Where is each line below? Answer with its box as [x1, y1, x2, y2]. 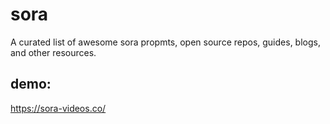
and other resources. [10, 46, 97, 58]
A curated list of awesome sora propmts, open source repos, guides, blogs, [10, 36, 321, 48]
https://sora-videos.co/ [10, 102, 107, 114]
